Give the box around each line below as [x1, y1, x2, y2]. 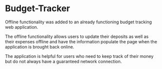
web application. [5, 24, 38, 30]
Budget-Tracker [5, 3, 71, 14]
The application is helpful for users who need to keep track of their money [5, 53, 154, 59]
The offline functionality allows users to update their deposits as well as [5, 34, 149, 39]
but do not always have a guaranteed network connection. [5, 58, 122, 64]
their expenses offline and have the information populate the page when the [5, 38, 157, 44]
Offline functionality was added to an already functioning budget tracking [5, 19, 152, 25]
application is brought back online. [5, 44, 74, 50]
